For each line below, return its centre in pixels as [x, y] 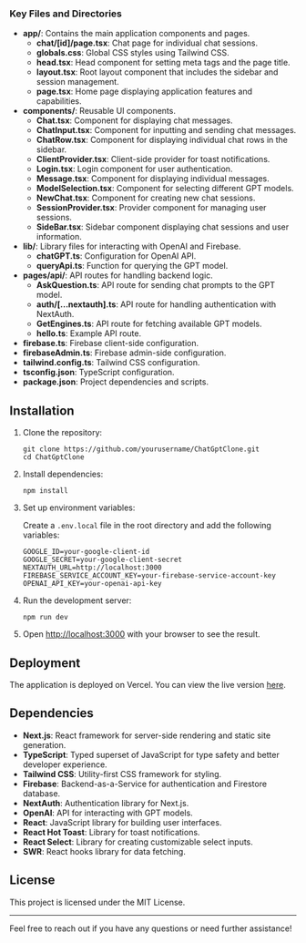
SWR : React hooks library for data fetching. [104, 851]
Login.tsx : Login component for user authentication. [134, 169]
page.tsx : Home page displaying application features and [144, 92]
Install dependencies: [63, 474]
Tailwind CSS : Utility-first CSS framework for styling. [122, 774]
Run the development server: [77, 600]
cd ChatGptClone [53, 457]
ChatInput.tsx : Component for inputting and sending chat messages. [166, 130]
